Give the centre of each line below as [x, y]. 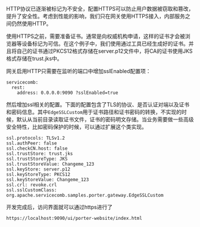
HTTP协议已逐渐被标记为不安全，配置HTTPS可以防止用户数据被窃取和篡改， [100, 9]
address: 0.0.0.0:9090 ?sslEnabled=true [68, 93]
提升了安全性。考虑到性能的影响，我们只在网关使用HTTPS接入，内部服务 [96, 16]
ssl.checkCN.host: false [37, 149]
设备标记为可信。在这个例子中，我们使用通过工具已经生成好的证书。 [105, 44]
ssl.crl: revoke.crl [32, 185]
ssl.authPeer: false [32, 143]
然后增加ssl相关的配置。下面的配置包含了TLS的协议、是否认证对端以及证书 [98, 105]
